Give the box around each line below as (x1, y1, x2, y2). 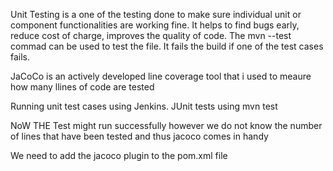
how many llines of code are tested (10, 81, 155, 93)
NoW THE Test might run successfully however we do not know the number (10, 120, 323, 131)
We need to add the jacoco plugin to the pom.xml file (10, 150, 228, 161)
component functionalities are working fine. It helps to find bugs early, (10, 19, 300, 31)
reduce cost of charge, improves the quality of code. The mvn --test (10, 30, 292, 41)
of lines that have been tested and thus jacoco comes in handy (10, 130, 269, 142)
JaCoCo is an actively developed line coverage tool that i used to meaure (10, 70, 312, 82)
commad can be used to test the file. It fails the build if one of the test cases (10, 40, 324, 52)
